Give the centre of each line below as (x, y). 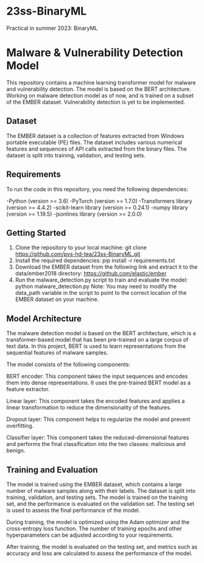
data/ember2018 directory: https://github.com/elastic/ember (91, 274)
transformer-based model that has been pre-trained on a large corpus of (97, 340)
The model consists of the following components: (69, 364)
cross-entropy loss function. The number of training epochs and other (94, 528)
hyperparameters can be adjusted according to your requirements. (90, 535)
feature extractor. (28, 389)
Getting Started (36, 233)
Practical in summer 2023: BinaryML (52, 28)
